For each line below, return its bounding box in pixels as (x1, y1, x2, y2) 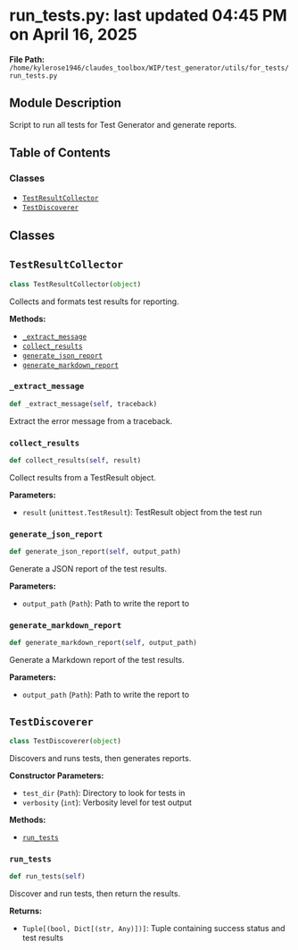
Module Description (9, 96, 122, 111)
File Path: (9, 54, 46, 64)
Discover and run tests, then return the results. (9, 888, 181, 899)
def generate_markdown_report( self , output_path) (9, 639, 198, 648)
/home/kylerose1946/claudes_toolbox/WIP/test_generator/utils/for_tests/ (9, 64, 290, 72)
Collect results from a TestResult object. (9, 471, 156, 483)
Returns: (9, 905, 43, 917)
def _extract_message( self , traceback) (9, 399, 158, 408)
